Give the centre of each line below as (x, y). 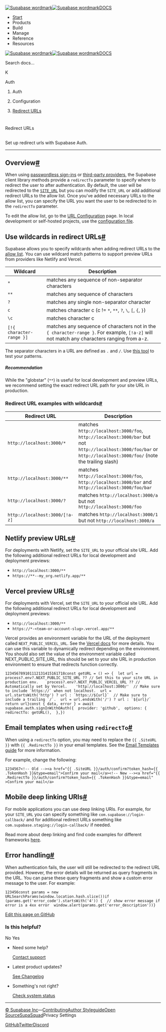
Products (21, 23)
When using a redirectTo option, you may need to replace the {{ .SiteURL (81, 740)
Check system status (34, 995)
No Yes (12, 938)
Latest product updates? (37, 967)
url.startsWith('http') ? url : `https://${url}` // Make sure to (76, 695)
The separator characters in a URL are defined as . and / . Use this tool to (80, 351)
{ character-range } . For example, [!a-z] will (100, 333)
